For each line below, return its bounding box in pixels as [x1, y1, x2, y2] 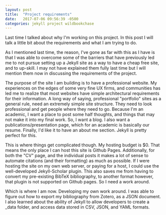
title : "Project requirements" [5, 12, 72, 17]
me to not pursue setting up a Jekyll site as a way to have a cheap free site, [5, 60, 160, 66]
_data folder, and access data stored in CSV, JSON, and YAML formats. [5, 204, 150, 210]
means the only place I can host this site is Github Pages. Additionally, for [5, 147, 155, 153]
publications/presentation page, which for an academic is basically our [5, 122, 150, 128]
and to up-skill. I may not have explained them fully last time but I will [5, 65, 146, 71]
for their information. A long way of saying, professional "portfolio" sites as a [5, 96, 162, 102]
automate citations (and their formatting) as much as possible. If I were [5, 158, 150, 164]
